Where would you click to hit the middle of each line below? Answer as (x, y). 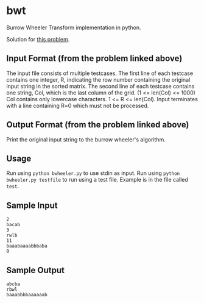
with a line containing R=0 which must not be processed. (78, 105)
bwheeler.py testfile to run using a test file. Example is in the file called (97, 180)
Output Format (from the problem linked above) (98, 125)
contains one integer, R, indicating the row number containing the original (98, 79)
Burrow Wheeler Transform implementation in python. (74, 27)
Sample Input (32, 205)
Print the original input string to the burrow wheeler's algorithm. (86, 139)
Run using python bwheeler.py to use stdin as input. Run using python (93, 173)
